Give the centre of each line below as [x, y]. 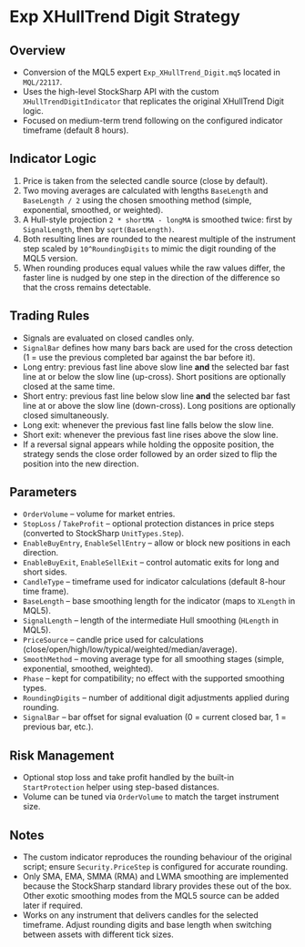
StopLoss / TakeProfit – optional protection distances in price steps [148, 524]
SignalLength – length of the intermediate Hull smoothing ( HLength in [151, 620]
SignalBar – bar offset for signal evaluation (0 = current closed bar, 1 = [154, 718]
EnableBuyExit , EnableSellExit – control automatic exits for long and [151, 563]
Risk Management [62, 755]
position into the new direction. [81, 463]
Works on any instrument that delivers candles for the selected [140, 915]
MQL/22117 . [42, 82]
